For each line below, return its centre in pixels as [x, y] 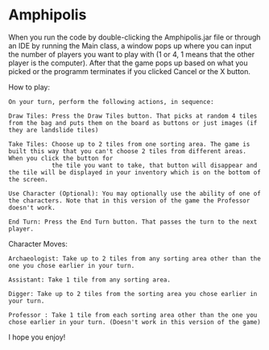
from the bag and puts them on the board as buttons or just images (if [133, 123]
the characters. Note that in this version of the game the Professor [129, 200]
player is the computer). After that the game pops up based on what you [128, 63]
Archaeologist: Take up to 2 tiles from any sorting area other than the [135, 258]
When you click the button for [61, 158]
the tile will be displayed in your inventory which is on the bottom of [135, 172]
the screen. [28, 179]
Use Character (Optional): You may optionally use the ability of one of [135, 194]
